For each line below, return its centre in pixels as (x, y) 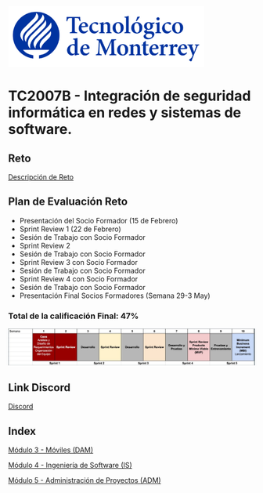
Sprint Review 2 (45, 245)
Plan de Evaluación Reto (68, 202)
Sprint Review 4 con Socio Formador (79, 279)
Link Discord (39, 388)
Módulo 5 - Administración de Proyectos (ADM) (85, 480)
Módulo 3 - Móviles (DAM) (51, 450)
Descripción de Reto (41, 177)
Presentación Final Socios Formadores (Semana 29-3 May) (115, 295)
